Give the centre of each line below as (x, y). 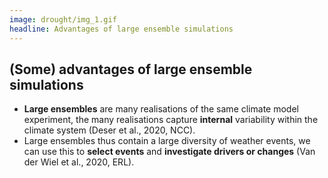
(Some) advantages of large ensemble (131, 69)
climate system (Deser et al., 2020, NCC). (109, 130)
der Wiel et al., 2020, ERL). (79, 162)
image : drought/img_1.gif (63, 19)
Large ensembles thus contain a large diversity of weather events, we (167, 141)
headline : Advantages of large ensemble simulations (121, 29)
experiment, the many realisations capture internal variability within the (171, 120)
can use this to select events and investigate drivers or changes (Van (169, 152)
